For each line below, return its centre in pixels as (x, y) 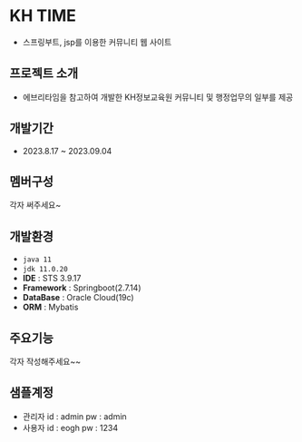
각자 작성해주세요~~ (45, 361)
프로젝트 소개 (44, 74)
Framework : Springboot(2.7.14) (82, 288)
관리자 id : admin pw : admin (74, 416)
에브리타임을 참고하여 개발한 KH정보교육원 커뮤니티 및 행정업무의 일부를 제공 (158, 97)
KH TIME (43, 16)
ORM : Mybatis (50, 307)
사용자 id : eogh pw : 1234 (70, 427)
